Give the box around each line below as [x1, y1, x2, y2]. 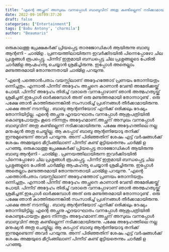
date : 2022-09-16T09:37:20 [5, 12, 62, 17]
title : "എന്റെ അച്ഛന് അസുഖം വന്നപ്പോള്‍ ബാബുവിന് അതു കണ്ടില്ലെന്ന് [5, 7, 142, 13]
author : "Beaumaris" [5, 31, 49, 36]
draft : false [5, 17, 33, 22]
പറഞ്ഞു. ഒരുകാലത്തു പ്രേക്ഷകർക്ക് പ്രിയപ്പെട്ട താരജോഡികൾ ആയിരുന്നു [5, 145, 153, 151]
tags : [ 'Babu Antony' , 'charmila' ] [5, 26, 80, 31]
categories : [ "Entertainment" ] [5, 21, 71, 27]
